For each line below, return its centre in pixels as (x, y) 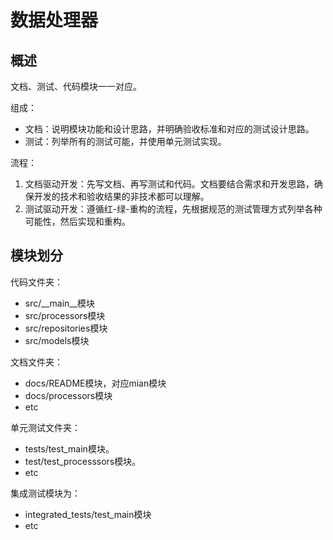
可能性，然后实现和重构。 (77, 221)
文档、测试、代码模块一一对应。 (76, 86)
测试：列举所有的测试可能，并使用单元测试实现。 (125, 141)
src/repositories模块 (66, 328)
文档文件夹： (36, 362)
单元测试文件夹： (45, 427)
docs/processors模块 (68, 395)
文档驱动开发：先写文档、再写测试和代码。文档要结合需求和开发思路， (169, 184)
